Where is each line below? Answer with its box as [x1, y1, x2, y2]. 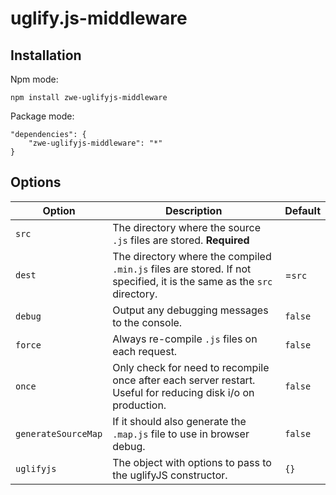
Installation [10, 47, 82, 64]
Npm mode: [10, 73, 59, 85]
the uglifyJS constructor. [112, 468, 228, 482]
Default [284, 203, 321, 217]
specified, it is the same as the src [112, 274, 273, 288]
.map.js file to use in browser [112, 427, 250, 441]
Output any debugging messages [112, 303, 269, 317]
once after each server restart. [112, 373, 256, 387]
